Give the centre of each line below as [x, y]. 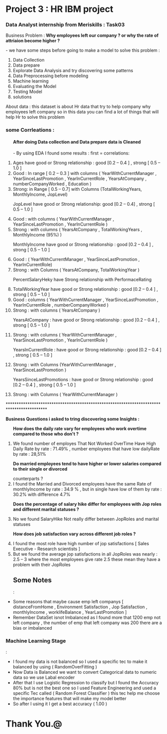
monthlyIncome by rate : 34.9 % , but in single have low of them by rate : [87, 489]
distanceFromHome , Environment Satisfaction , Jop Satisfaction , [80, 607]
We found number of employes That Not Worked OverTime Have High [84, 443]
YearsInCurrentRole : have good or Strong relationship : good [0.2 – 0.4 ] [87, 349]
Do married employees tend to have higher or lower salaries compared [87, 464]
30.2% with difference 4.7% [42, 494]
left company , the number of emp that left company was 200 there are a [87, 623]
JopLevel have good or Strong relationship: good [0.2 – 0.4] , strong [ [84, 204]
